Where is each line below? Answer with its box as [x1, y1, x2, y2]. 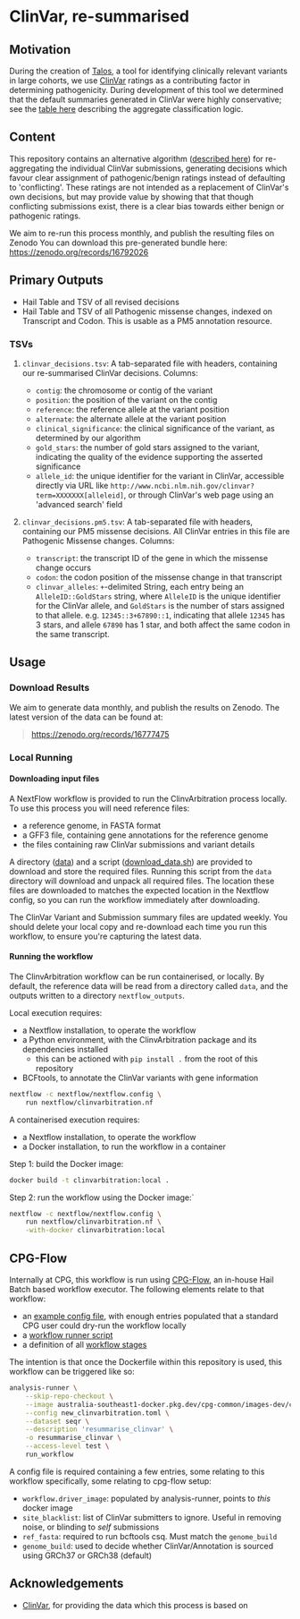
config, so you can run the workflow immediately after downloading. [9, 894, 261, 905]
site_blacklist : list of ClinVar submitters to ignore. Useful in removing [21, 1512, 282, 1522]
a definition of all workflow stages [21, 1340, 147, 1350]
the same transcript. [35, 628, 110, 639]
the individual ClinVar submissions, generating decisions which [55, 163, 287, 174]
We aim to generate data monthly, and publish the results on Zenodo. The [9, 702, 279, 712]
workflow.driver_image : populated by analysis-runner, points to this [21, 1493, 271, 1504]
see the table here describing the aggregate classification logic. [9, 104, 244, 114]
